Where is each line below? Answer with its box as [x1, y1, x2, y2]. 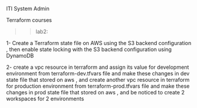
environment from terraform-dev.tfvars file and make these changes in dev [6, 70, 190, 77]
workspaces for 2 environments [6, 95, 85, 102]
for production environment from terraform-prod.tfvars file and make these [6, 82, 190, 90]
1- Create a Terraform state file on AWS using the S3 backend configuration [6, 40, 192, 46]
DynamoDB [6, 52, 35, 59]
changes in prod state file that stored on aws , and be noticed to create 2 [6, 89, 185, 96]
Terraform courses [6, 17, 52, 23]
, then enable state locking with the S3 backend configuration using [6, 46, 172, 53]
